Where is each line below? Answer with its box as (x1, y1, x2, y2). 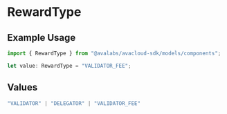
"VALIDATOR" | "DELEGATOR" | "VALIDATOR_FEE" (7, 99, 140, 107)
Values (7, 82, 38, 93)
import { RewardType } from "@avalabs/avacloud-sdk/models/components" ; (7, 50, 221, 57)
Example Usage (7, 32, 76, 44)
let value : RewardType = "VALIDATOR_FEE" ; (7, 62, 131, 69)
